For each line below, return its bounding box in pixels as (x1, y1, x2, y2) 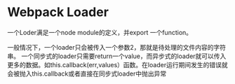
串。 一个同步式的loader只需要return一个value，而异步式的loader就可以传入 (7, 52, 227, 60)
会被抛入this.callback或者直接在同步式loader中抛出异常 (7, 69, 167, 78)
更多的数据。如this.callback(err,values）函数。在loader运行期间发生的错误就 (7, 60, 228, 69)
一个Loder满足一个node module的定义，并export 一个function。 (7, 28, 193, 36)
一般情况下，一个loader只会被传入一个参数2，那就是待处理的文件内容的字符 (7, 43, 227, 51)
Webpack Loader (7, 4, 109, 20)
